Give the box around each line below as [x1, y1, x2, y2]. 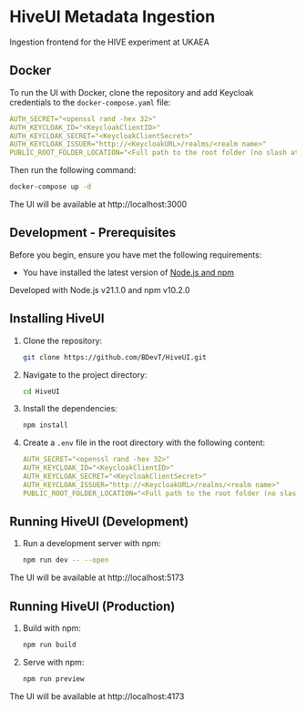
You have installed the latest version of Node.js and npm [22, 267, 235, 278]
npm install [22, 421, 68, 430]
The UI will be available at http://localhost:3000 [9, 198, 188, 209]
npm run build [22, 640, 76, 650]
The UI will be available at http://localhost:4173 [9, 690, 185, 702]
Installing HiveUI [9, 311, 105, 327]
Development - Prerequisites [9, 225, 176, 240]
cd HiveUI [22, 387, 61, 396]
